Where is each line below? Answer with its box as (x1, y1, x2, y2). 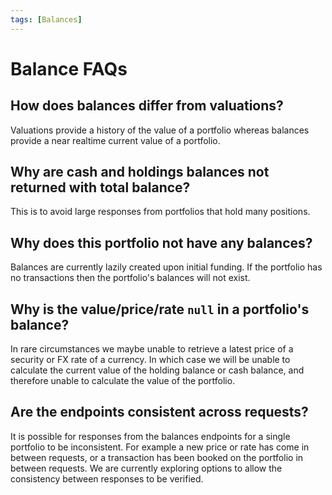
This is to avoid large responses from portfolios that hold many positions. (10, 206, 311, 218)
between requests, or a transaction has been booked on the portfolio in (10, 451, 304, 463)
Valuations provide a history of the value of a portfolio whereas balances (10, 124, 310, 136)
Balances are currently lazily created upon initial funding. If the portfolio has (10, 261, 323, 273)
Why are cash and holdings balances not (10, 164, 270, 181)
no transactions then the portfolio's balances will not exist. (10, 272, 251, 284)
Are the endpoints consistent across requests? (10, 404, 309, 421)
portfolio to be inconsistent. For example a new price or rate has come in (10, 441, 310, 453)
